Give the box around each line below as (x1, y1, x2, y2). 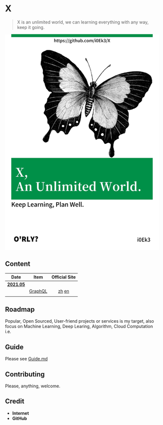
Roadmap (5, 305, 35, 313)
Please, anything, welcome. (5, 383, 61, 389)
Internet (12, 410, 29, 416)
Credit (5, 397, 24, 405)
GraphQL (29, 288, 48, 294)
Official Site (51, 274, 76, 280)
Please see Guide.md (5, 356, 48, 362)
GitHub (12, 415, 27, 421)
